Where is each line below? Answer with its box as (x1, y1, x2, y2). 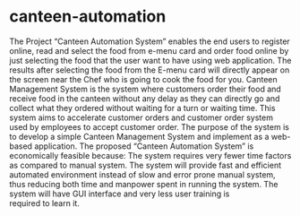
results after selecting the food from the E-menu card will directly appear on (9, 65, 290, 75)
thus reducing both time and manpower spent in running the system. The (9, 178, 279, 189)
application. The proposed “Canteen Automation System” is (34, 141, 254, 151)
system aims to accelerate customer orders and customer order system (9, 112, 273, 123)
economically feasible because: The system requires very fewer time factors (9, 150, 292, 160)
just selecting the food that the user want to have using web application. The (9, 55, 292, 65)
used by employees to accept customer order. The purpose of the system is (9, 121, 289, 132)
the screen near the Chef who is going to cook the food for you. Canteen (9, 73, 278, 84)
